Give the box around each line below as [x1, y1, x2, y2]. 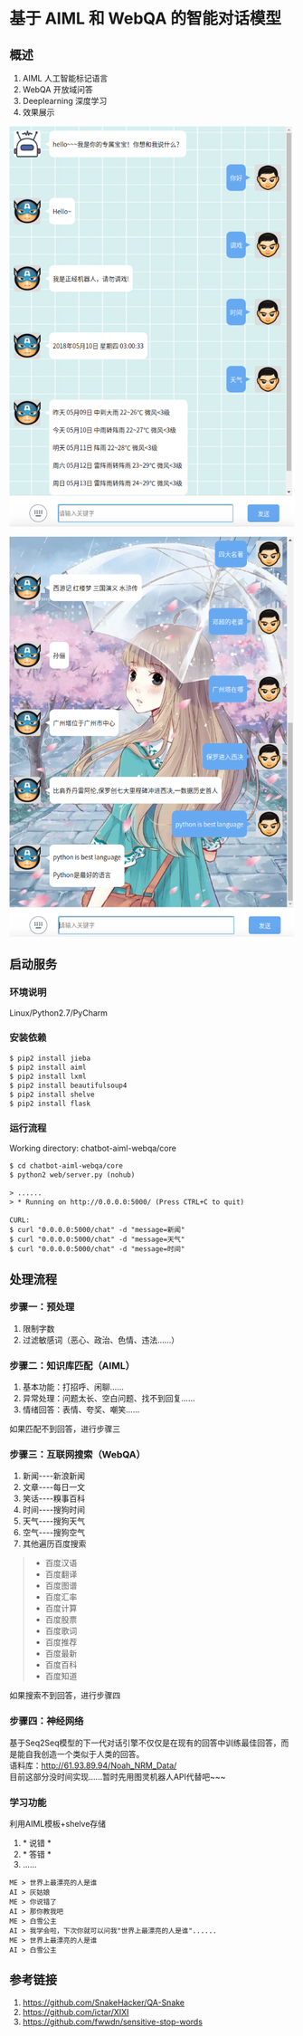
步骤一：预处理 [9, 1301, 75, 1314]
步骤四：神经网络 [9, 1715, 84, 1727]
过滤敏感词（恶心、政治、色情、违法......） [22, 1334, 179, 1345]
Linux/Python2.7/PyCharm [9, 1007, 109, 1018]
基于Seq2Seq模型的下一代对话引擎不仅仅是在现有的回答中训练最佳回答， [9, 1737, 281, 1748]
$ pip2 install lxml [9, 1072, 88, 1081]
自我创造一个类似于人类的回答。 [24, 1748, 145, 1759]
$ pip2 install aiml [9, 1063, 88, 1072]
